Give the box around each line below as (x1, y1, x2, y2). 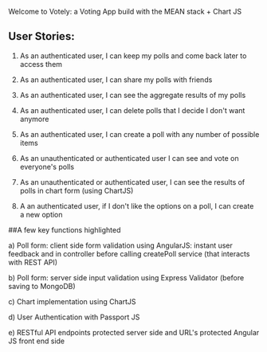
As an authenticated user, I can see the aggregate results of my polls (19, 90, 246, 100)
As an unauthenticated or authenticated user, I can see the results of (19, 177, 245, 186)
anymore (19, 114, 49, 123)
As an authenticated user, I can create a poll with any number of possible (19, 129, 260, 139)
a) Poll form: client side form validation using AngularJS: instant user (8, 241, 234, 250)
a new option (19, 209, 63, 219)
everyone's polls (19, 162, 74, 171)
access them (19, 59, 62, 68)
